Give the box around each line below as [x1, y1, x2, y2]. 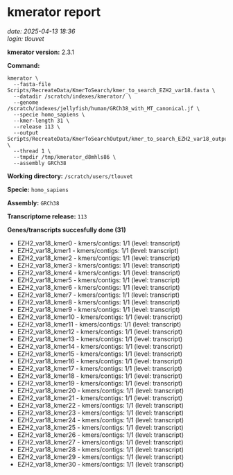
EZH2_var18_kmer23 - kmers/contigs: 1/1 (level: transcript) [17, 408, 184, 417]
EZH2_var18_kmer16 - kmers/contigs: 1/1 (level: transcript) [17, 356, 183, 365]
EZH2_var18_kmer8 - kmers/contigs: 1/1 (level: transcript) [17, 297, 180, 306]
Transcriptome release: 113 [7, 212, 87, 221]
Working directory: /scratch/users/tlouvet [7, 171, 133, 180]
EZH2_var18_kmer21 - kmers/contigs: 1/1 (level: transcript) [17, 393, 183, 402]
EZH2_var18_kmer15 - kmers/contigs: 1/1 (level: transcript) [17, 349, 182, 358]
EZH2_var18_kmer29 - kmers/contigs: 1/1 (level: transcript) [17, 452, 184, 461]
